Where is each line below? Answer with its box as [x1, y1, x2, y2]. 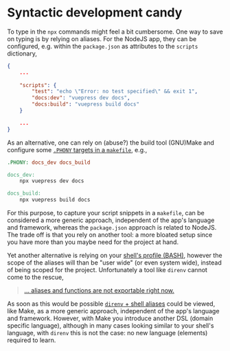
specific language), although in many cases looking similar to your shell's [7, 322, 214, 330]
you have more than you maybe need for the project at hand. [7, 238, 179, 246]
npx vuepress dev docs [19, 178, 84, 184]
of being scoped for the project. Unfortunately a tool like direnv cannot [7, 266, 208, 274]
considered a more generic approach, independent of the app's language [7, 216, 215, 224]
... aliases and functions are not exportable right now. [23, 287, 175, 295]
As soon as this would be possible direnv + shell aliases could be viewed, [7, 300, 216, 308]
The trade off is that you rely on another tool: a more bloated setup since [7, 231, 213, 239]
